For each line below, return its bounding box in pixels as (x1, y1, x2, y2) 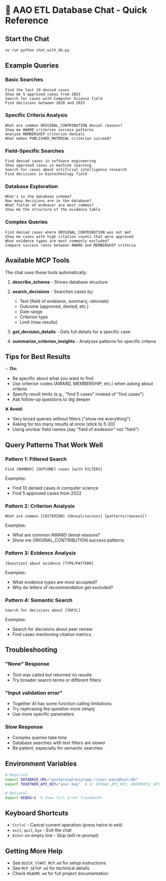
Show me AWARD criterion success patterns (5, 127, 94, 132)
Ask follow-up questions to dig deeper (12, 396, 90, 402)
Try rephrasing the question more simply (12, 706, 95, 712)
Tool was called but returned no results (12, 671, 92, 677)
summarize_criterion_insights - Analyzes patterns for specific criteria (12, 338, 156, 344)
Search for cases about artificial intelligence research (5, 168, 127, 172)
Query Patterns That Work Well (5, 441, 103, 449)
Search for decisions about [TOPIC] (5, 608, 81, 613)
